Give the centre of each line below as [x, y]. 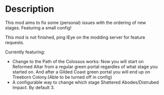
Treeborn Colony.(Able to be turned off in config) [62, 77]
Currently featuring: [25, 52]
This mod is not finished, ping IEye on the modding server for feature [75, 37]
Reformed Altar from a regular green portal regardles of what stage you [85, 67]
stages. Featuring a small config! [38, 27]
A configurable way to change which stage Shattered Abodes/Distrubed [85, 82]
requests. [15, 42]
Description [30, 9]
